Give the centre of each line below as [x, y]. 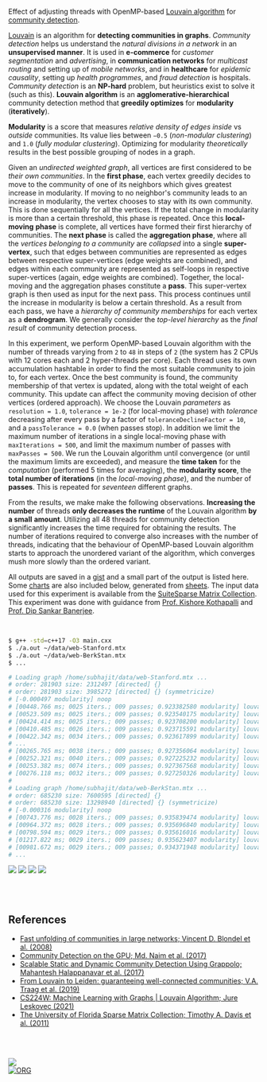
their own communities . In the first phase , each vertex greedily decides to [130, 176]
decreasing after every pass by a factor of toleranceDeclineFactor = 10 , [127, 419]
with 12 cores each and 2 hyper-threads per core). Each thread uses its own [132, 360]
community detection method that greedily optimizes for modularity [121, 103]
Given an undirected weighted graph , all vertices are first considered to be [130, 167]
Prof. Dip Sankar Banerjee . [52, 611]
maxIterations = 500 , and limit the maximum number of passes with [120, 445]
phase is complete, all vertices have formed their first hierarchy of [143, 227]
